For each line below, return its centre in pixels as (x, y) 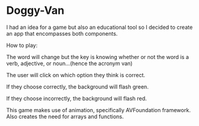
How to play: (22, 45)
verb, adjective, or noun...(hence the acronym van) (70, 63)
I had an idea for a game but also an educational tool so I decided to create (99, 27)
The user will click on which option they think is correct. (76, 75)
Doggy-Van (35, 11)
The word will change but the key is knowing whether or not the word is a (98, 57)
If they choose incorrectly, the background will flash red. (77, 98)
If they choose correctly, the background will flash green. (78, 87)
